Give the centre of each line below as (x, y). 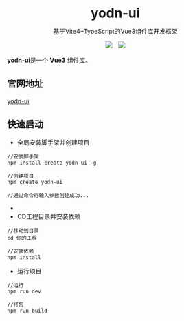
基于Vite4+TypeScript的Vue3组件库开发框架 (115, 31)
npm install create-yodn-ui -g (52, 163)
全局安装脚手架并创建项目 (53, 142)
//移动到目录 (23, 231)
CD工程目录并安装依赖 (49, 216)
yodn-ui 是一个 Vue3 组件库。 (49, 60)
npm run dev (24, 291)
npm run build (27, 311)
